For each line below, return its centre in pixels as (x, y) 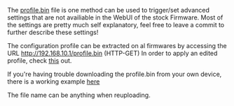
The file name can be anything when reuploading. (79, 95)
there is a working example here (54, 82)
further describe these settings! (53, 32)
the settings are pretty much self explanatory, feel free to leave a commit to (116, 25)
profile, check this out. (40, 61)
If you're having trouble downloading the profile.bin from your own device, (115, 74)
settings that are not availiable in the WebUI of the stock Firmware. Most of (115, 17)
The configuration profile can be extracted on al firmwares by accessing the (117, 46)
